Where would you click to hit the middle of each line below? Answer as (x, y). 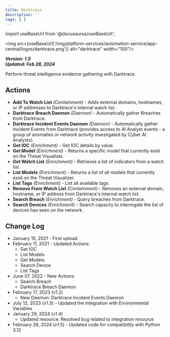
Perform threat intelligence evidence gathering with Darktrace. (71, 74)
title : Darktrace (24, 10)
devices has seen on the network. (48, 210)
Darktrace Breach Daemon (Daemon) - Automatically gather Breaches (87, 113)
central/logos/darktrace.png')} (37, 49)
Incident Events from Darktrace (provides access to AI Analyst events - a (89, 129)
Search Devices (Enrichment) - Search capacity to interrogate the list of (88, 205)
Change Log (25, 226)
